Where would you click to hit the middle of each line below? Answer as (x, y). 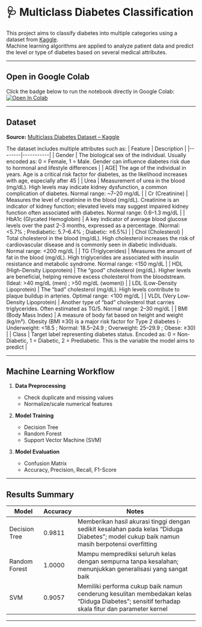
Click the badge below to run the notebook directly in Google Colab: (90, 91)
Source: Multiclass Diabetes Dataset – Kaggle (63, 137)
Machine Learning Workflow (61, 371)
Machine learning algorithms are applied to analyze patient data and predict (100, 46)
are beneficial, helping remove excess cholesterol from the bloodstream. (96, 276)
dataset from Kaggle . (32, 39)
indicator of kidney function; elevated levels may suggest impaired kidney (97, 206)
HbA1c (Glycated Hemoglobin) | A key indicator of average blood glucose (97, 219)
